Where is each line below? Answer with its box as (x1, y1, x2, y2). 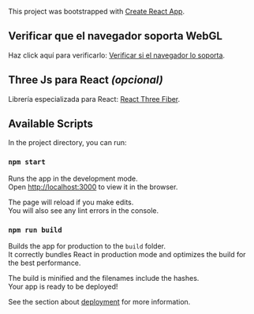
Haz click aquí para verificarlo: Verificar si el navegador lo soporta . (8, 50, 226, 60)
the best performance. (8, 258, 81, 267)
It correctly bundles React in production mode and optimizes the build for (8, 250, 246, 260)
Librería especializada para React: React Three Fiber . (8, 94, 181, 103)
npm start (8, 158, 46, 166)
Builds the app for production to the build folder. (8, 241, 166, 251)
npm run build (8, 225, 62, 234)
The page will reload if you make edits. (8, 197, 134, 207)
